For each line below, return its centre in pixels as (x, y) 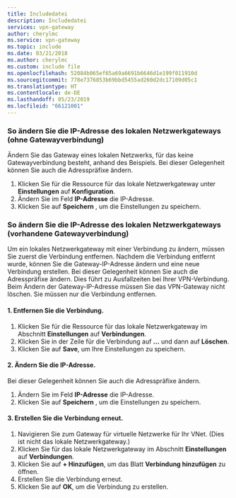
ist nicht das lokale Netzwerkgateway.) (74, 442)
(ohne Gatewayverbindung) (56, 140)
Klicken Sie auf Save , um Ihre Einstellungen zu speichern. (101, 349)
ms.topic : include (34, 47)
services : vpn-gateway (41, 27)
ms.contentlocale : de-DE (44, 93)
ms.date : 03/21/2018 (38, 54)
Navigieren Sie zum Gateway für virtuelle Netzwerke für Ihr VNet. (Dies (121, 434)
